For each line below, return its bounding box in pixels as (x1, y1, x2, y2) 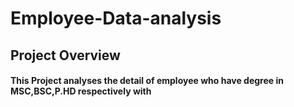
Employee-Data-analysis (10, 7, 222, 30)
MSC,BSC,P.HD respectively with (10, 85, 152, 97)
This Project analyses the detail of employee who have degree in (10, 75, 284, 87)
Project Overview (10, 47, 121, 64)
